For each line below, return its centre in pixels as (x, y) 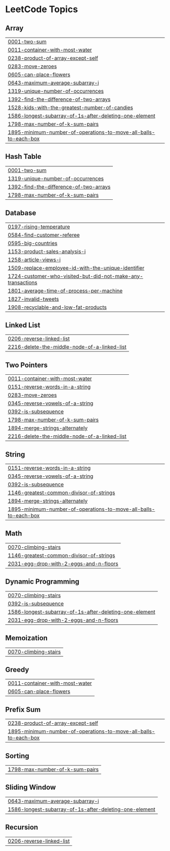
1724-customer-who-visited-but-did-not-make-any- (75, 276)
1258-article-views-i (34, 260)
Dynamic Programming (42, 582)
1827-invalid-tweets (33, 299)
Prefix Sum (23, 709)
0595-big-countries (33, 243)
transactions (23, 282)
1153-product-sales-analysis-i (47, 251)
